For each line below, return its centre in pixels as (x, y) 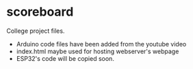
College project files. (36, 31)
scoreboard (40, 12)
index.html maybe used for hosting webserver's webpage (98, 51)
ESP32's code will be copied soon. (65, 58)
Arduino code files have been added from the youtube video (101, 44)
